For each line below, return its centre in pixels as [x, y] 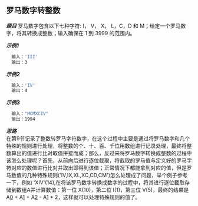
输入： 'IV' [23, 85]
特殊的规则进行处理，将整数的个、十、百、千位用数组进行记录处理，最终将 [96, 146]
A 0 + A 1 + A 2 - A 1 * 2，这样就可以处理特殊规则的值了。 [73, 197]
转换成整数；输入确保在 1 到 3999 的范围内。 [81, 33]
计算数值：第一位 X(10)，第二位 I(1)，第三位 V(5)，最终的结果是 [112, 190]
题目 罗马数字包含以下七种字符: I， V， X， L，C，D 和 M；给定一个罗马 [93, 26]
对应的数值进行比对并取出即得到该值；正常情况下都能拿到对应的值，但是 [99, 168]
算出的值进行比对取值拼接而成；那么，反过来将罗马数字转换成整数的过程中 [101, 153]
